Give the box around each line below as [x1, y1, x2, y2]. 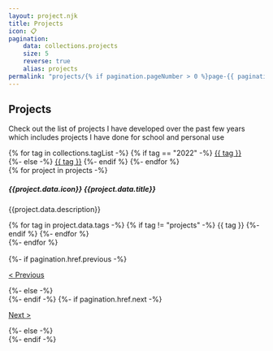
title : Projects [8, 19, 63, 28]
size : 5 [23, 50, 49, 58]
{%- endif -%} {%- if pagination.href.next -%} [8, 294, 162, 305]
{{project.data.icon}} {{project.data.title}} [8, 184, 156, 194]
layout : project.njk [8, 11, 79, 20]
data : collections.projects [23, 42, 118, 50]
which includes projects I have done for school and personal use [8, 132, 225, 142]
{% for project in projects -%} [8, 166, 108, 175]
